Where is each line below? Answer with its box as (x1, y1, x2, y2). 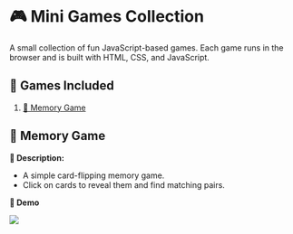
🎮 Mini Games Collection (9, 6, 204, 27)
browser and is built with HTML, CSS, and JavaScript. (9, 51, 210, 62)
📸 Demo (9, 197, 40, 208)
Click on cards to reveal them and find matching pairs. (22, 179, 225, 190)
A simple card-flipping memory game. (22, 170, 165, 181)
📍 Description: (9, 152, 65, 163)
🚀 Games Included (9, 78, 115, 94)
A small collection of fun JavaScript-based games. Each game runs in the (9, 42, 284, 53)
